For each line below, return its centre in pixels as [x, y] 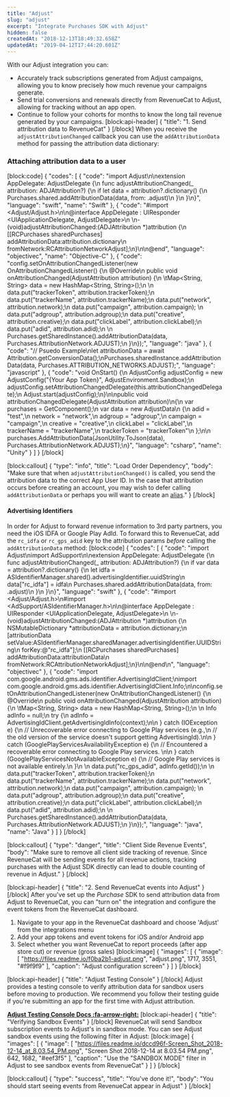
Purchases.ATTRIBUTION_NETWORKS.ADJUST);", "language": [127, 365]
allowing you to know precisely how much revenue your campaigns [112, 85]
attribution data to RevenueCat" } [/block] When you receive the [107, 129]
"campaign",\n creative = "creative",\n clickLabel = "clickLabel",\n [100, 424]
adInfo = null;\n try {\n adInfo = [51, 715]
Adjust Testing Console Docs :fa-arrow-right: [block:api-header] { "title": [112, 1014]
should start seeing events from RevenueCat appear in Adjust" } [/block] [109, 1085]
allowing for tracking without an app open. [77, 107]
